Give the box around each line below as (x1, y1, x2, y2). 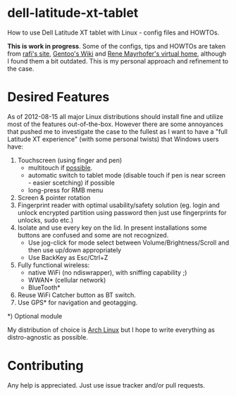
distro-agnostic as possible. (7, 333, 88, 341)
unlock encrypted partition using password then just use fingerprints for (17, 208, 227, 216)
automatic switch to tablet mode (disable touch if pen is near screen (27, 171, 226, 179)
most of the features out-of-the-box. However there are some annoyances (7, 120, 224, 128)
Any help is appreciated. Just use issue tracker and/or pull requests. (7, 380, 206, 389)
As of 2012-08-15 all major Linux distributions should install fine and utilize (7, 112, 223, 120)
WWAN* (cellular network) (27, 276, 106, 284)
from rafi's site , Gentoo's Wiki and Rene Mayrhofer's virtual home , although (7, 49, 227, 58)
